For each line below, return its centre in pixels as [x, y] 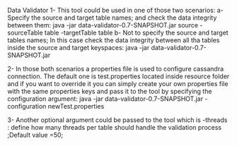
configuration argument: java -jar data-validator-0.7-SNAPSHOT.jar [105, 99]
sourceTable [25, 32]
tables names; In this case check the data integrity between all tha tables [114, 40]
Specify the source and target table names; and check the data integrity [112, 18]
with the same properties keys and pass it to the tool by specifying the [110, 91]
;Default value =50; [35, 135]
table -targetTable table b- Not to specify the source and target [137, 32]
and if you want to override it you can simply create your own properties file [118, 84]
